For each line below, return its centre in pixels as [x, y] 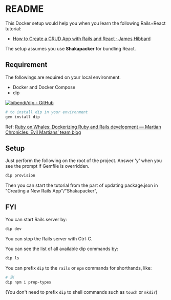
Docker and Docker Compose [44, 87]
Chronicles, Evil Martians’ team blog [43, 132]
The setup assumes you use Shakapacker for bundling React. [71, 48]
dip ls [12, 258]
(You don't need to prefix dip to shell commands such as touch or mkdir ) [81, 292]
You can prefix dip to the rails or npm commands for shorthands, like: [79, 268]
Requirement [26, 65]
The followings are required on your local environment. [63, 77]
